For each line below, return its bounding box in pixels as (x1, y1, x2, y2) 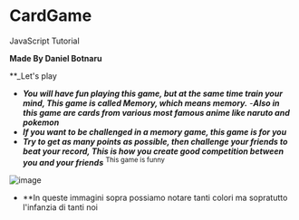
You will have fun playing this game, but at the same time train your (22, 88, 284, 99)
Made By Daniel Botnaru (9, 53, 102, 63)
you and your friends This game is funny (22, 155, 165, 167)
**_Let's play (9, 70, 57, 81)
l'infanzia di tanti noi (22, 201, 98, 213)
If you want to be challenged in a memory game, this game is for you (22, 126, 287, 137)
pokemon (22, 117, 60, 128)
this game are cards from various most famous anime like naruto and (22, 107, 290, 118)
